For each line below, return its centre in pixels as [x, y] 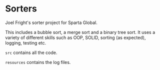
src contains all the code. [31, 52]
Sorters [21, 9]
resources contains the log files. [38, 62]
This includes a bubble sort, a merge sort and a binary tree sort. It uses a [80, 32]
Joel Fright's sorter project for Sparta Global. [51, 22]
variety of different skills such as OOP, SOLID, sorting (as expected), [75, 37]
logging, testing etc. [26, 42]
